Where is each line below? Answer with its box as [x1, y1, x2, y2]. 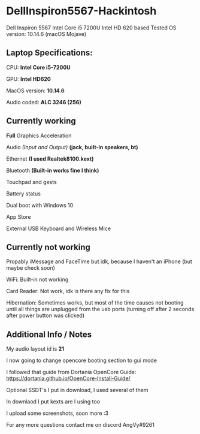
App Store [6, 213, 31, 220]
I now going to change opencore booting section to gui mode [6, 357, 157, 364]
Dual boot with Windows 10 [6, 201, 74, 209]
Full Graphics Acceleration [6, 132, 72, 139]
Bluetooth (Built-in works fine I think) [6, 167, 99, 174]
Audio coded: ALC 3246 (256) [6, 98, 82, 106]
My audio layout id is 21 [6, 345, 65, 352]
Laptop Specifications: [6, 48, 93, 58]
